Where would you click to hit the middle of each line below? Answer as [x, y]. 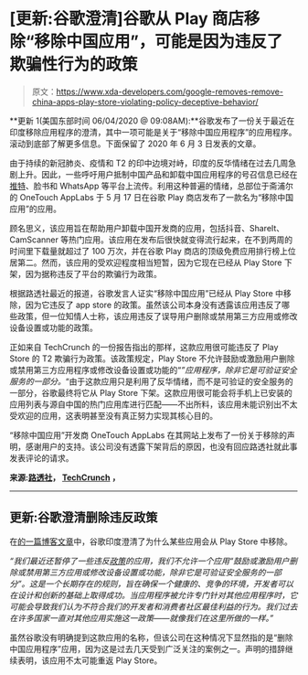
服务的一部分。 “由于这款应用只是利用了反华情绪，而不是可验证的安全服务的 [152, 381]
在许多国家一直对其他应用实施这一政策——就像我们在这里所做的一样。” [142, 617]
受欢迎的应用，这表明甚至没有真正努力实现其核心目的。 [113, 415]
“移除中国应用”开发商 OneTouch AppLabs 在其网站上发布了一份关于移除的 [149, 434]
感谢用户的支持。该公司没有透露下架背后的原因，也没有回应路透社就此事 [161, 446]
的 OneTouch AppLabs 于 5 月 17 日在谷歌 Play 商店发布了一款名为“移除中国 [152, 197]
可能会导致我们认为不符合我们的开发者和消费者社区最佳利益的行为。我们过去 [154, 606]
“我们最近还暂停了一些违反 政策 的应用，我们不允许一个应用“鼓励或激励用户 [149, 561]
